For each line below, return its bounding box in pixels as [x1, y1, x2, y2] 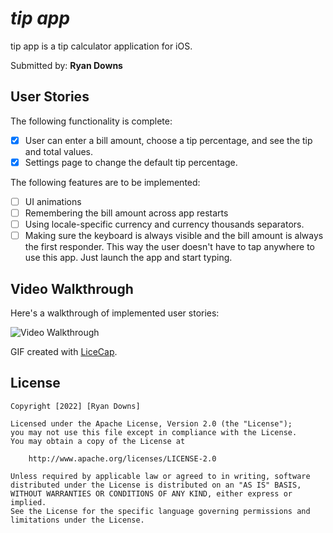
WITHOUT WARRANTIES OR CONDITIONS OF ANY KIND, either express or [10, 488, 293, 499]
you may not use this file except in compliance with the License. [10, 427, 298, 437]
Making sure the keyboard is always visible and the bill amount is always [24, 230, 324, 242]
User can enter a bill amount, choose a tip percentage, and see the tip [24, 134, 313, 146]
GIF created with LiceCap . [10, 345, 118, 357]
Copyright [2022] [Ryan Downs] [10, 401, 141, 411]
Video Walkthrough [10, 280, 134, 297]
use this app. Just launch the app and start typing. [24, 252, 233, 264]
